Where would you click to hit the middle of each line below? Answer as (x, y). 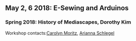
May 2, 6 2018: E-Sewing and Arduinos (67, 8)
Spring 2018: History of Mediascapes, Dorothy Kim (68, 22)
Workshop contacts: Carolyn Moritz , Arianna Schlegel (60, 33)
